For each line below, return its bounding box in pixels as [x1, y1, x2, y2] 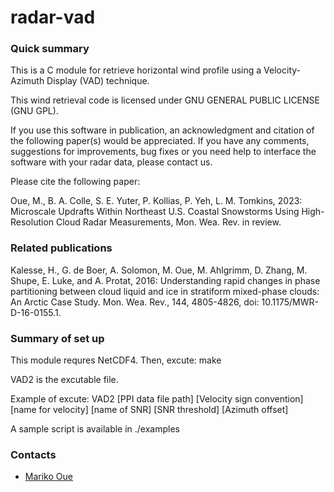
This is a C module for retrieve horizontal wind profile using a [10, 64, 262, 76]
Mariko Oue [24, 471, 73, 483]
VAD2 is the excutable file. [10, 374, 119, 386]
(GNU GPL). [10, 105, 59, 117]
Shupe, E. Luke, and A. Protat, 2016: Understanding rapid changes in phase [10, 274, 321, 286]
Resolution [10, 216, 55, 228]
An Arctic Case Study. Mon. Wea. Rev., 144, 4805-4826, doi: [10, 296, 260, 308]
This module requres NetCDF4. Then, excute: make [10, 354, 222, 366]
